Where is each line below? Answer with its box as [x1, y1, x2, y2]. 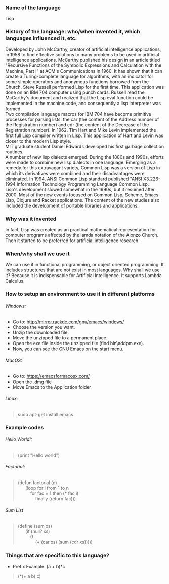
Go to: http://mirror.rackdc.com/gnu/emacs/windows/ [12, 319, 124, 325]
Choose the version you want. [12, 324, 75, 330]
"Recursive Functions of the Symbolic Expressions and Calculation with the [5, 62, 162, 68]
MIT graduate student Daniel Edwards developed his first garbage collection [5, 143, 164, 149]
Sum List [5, 507, 24, 513]
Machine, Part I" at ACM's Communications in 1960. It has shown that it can [5, 67, 163, 74]
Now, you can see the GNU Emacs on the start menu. [12, 346, 124, 352]
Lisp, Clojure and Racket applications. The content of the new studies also [5, 197, 160, 203]
